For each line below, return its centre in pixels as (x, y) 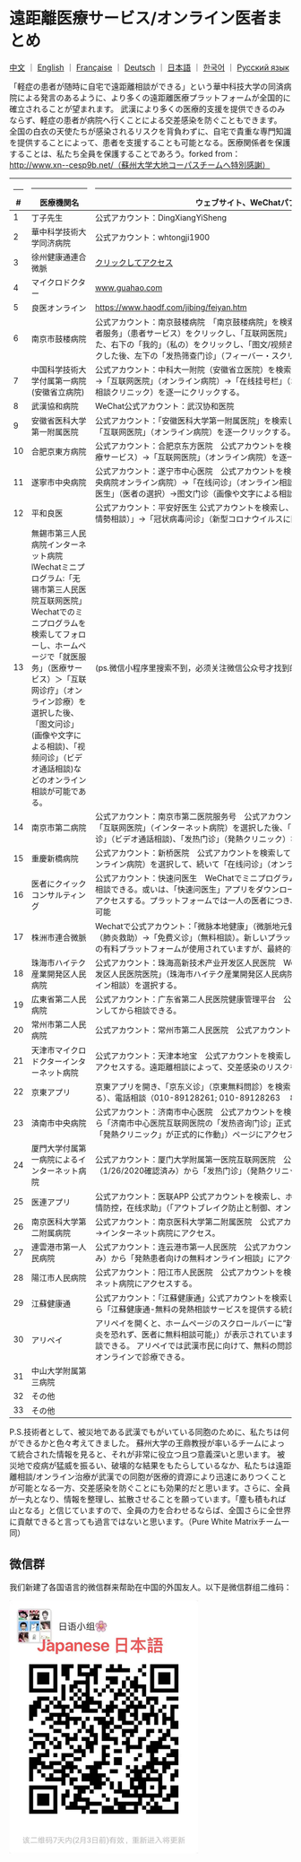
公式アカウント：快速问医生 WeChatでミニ (176, 878)
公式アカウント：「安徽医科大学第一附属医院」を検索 (192, 420)
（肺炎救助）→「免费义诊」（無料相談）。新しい (181, 937)
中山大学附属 (55, 1371)
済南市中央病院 (59, 1123)
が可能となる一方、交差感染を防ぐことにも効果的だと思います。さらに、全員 (150, 1488)
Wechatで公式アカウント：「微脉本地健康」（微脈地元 (192, 926)
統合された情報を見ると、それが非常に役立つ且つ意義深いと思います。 (146, 1455)
